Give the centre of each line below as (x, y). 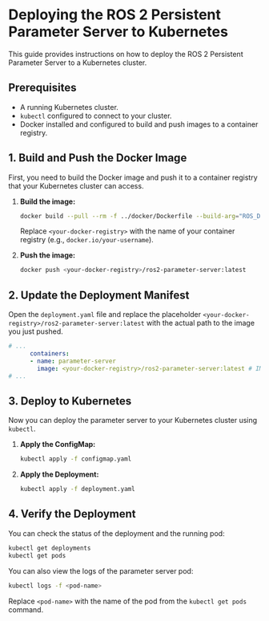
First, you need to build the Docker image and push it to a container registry (133, 177)
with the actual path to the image (200, 323)
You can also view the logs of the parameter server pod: (101, 570)
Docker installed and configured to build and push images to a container (139, 124)
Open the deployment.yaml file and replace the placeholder (105, 315)
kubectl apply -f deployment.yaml (77, 489)
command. (26, 609)
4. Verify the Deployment (72, 514)
